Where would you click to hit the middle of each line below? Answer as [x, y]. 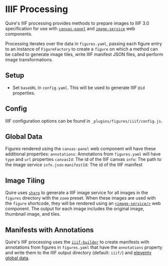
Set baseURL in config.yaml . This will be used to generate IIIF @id [79, 87]
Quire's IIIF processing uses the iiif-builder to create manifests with [77, 242]
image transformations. [29, 59]
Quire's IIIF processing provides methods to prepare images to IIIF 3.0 [77, 23]
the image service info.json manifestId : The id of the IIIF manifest [74, 165]
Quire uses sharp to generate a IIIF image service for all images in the [77, 193]
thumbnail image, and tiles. [33, 214]
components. [19, 34]
